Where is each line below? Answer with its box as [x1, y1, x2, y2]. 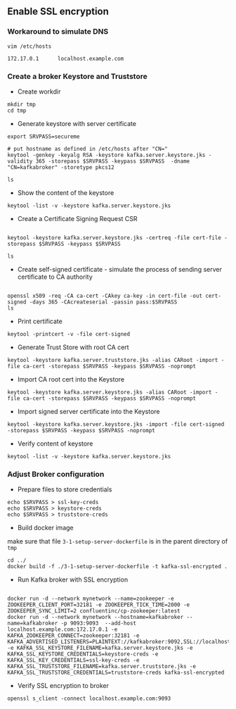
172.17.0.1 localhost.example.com [7, 55, 124, 62]
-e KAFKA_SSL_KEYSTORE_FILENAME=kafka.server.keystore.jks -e [7, 644, 193, 652]
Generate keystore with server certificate [17, 119, 137, 127]
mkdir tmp [7, 101, 37, 108]
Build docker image [17, 524, 74, 532]
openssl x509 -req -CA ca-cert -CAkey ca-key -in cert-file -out [7, 292, 202, 299]
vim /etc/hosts [7, 42, 52, 50]
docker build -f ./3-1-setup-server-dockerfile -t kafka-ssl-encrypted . [7, 563, 228, 570]
